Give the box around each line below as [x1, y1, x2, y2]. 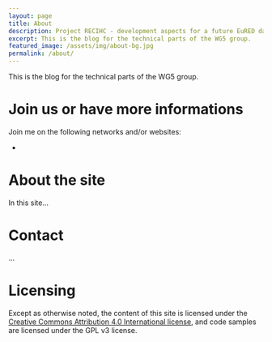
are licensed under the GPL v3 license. [8, 325, 138, 335]
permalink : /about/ [8, 49, 74, 58]
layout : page [8, 11, 53, 20]
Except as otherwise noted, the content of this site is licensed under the [8, 308, 249, 318]
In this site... [8, 198, 49, 207]
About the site [8, 171, 106, 190]
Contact [8, 226, 64, 245]
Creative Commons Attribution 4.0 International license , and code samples [8, 317, 257, 327]
